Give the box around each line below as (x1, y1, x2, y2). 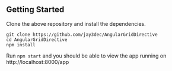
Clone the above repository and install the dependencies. (6, 20, 146, 27)
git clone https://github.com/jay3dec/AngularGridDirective (6, 32, 158, 38)
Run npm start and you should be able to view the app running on (6, 52, 167, 59)
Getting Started (6, 5, 65, 15)
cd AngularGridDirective (6, 36, 68, 43)
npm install (6, 42, 36, 48)
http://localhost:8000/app (6, 58, 69, 65)
